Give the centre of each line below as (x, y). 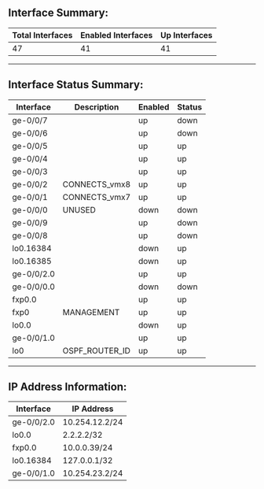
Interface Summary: (58, 13)
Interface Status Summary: (76, 85)
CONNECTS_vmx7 (97, 197)
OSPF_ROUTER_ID (97, 350)
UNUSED (79, 209)
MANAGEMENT (91, 312)
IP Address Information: (68, 387)
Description (97, 107)
